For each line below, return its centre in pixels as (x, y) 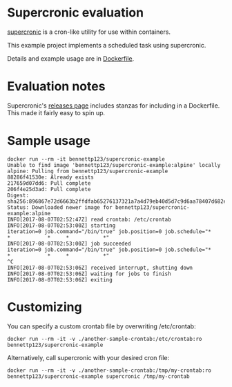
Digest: (18, 195)
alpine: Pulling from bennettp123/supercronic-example (88, 171)
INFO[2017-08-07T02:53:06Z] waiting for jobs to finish (89, 274)
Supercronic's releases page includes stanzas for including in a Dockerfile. (114, 106)
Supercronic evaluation (75, 13)
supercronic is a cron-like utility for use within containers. (89, 32)
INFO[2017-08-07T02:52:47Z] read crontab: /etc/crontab (89, 219)
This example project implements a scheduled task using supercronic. (107, 45)
